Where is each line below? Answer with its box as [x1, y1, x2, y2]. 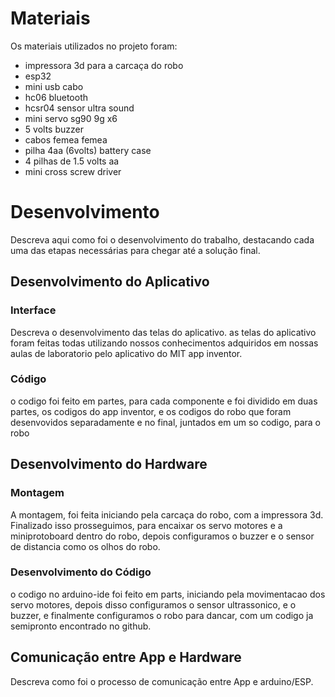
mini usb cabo [24, 80, 84, 92]
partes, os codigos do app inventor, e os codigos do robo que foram [10, 405, 292, 417]
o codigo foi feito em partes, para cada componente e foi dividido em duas [10, 395, 318, 407]
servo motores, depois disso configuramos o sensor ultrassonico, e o [10, 598, 297, 611]
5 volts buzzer [24, 123, 84, 135]
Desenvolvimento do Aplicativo [10, 273, 210, 291]
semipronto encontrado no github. [10, 620, 152, 632]
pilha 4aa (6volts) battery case [24, 144, 152, 156]
